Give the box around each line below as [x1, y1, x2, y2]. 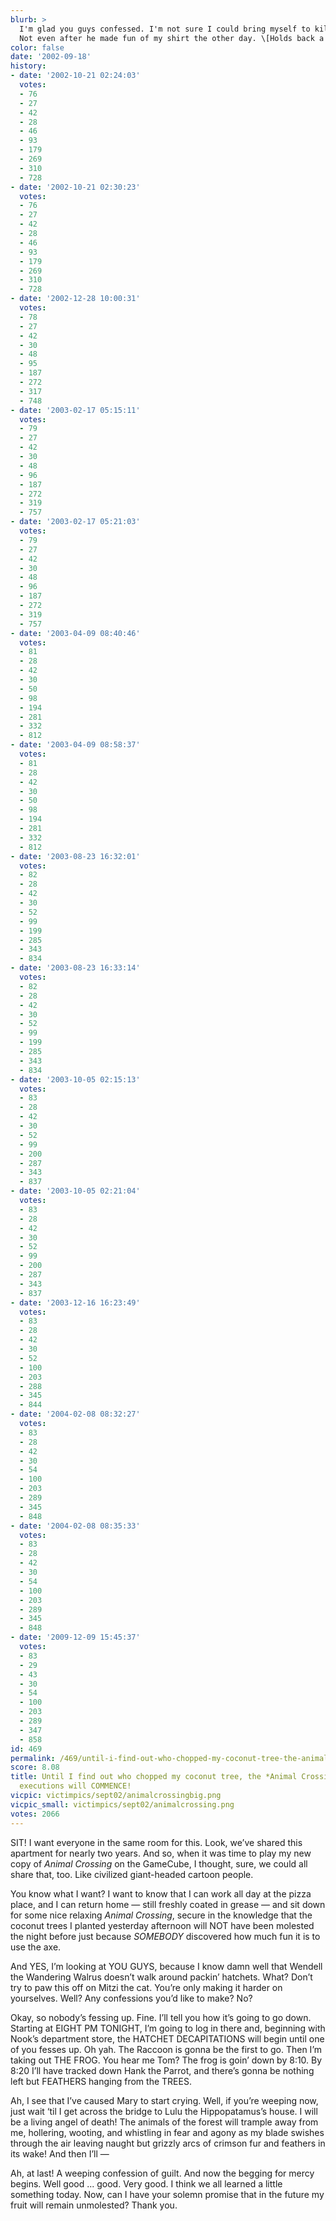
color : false [10, 42, 65, 53]
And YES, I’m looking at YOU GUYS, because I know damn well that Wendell [10, 1960, 323, 1972]
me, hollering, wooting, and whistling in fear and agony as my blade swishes [10, 2126, 325, 2138]
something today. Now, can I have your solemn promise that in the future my [10, 2188, 325, 2200]
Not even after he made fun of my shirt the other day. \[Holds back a [19, 33, 325, 43]
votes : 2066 [10, 1809, 60, 1819]
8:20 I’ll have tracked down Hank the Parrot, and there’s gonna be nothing [10, 2064, 315, 2076]
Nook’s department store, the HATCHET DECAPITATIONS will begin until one [10, 2032, 325, 2045]
